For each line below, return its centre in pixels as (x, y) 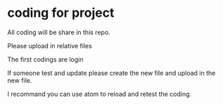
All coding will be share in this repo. (59, 32)
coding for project (61, 13)
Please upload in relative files (50, 45)
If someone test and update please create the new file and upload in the (111, 73)
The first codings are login (45, 59)
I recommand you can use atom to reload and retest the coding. (100, 94)
